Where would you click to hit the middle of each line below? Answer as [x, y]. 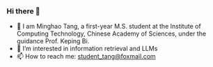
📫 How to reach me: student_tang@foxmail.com [86, 57]
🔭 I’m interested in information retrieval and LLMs [87, 49]
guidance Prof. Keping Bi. [53, 41]
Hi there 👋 [24, 11]
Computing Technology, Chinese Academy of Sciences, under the [111, 33]
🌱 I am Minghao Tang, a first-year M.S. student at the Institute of [109, 27]
